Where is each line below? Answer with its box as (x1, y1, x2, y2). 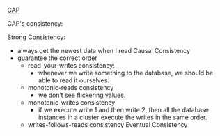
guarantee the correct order (17, 54, 97, 62)
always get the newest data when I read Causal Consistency (17, 47, 190, 54)
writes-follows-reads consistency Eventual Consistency (27, 121, 188, 128)
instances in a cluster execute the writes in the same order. (38, 113, 207, 121)
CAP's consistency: (7, 20, 63, 27)
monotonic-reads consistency (27, 84, 114, 91)
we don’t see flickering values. (38, 91, 126, 99)
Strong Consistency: (7, 33, 66, 41)
